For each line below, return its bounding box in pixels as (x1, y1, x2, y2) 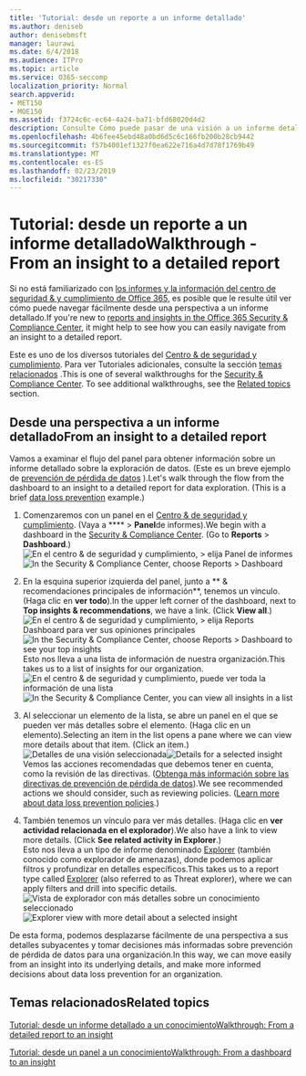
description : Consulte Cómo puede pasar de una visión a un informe (9, 124, 275, 133)
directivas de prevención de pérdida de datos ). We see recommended (22, 778, 284, 788)
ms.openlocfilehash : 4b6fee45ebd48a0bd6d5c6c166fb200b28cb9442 (9, 132, 255, 142)
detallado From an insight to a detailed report (9, 428, 267, 444)
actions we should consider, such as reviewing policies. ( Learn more (22, 787, 280, 798)
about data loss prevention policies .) (22, 797, 159, 808)
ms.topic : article (9, 65, 79, 74)
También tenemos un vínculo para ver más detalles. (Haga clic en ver (22, 815, 283, 826)
